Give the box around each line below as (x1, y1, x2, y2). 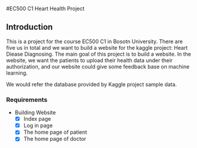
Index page (23, 115, 51, 123)
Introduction (6, 22, 53, 32)
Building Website (14, 109, 56, 116)
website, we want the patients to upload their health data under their (6, 56, 173, 64)
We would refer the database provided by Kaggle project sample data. (6, 81, 177, 88)
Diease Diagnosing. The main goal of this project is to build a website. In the (6, 50, 191, 57)
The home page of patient (23, 128, 88, 136)
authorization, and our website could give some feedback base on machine (6, 63, 190, 70)
